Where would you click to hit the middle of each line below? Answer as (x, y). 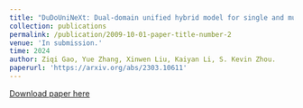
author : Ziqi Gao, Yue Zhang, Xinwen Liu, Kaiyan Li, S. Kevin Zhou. (143, 59)
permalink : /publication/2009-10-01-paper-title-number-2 (120, 34)
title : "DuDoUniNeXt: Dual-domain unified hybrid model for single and (147, 18)
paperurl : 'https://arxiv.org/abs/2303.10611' (98, 68)
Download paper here (50, 93)
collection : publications (58, 26)
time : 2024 (30, 51)
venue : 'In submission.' (56, 43)
